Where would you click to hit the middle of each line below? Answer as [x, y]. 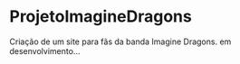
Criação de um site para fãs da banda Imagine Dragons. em [120, 41]
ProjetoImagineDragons [101, 17]
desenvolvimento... [45, 50]
